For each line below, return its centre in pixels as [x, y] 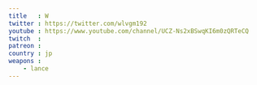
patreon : [25, 46]
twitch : [25, 38]
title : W [28, 16]
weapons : [25, 62]
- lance [36, 69]
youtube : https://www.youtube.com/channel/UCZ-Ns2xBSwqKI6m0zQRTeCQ [129, 31]
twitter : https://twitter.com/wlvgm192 [78, 23]
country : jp [30, 53]
